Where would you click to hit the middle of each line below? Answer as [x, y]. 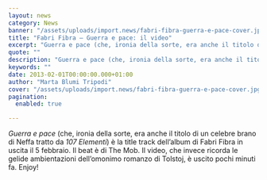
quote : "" [25, 52]
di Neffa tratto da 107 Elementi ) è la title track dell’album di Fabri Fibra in [126, 142]
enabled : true [39, 104]
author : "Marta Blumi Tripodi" [60, 82]
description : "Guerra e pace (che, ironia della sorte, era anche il [126, 60]
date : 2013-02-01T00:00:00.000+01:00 [71, 75]
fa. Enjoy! [23, 167]
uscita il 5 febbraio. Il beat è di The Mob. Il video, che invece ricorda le [123, 151]
